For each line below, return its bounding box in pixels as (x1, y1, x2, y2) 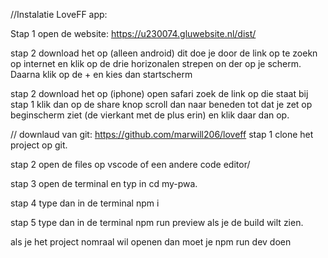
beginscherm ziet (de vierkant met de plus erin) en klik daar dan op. (10, 109, 290, 121)
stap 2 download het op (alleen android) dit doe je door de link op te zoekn (10, 47, 318, 59)
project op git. (10, 139, 68, 151)
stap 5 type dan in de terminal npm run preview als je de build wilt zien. (10, 217, 304, 228)
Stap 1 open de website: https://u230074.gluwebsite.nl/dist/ (10, 28, 257, 39)
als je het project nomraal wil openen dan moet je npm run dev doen (10, 236, 292, 248)
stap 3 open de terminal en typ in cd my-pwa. (10, 178, 198, 189)
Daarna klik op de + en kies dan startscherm (10, 69, 193, 80)
